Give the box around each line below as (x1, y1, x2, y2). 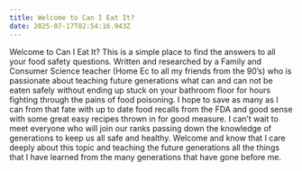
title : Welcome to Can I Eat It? (9, 13, 135, 22)
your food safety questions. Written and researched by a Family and (9, 56, 261, 67)
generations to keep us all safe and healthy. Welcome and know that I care (9, 132, 286, 143)
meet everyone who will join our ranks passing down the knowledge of (9, 122, 272, 133)
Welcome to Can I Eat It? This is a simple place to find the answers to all (9, 46, 277, 57)
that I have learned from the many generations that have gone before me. (9, 151, 282, 162)
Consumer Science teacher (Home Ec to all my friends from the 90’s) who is (9, 65, 292, 76)
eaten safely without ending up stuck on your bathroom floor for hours (9, 85, 271, 95)
